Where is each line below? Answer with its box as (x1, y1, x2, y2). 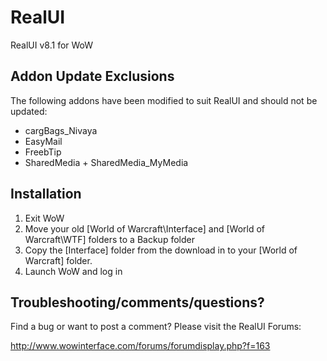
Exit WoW (24, 212, 65, 224)
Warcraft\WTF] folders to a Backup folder (24, 233, 195, 245)
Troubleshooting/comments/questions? (10, 294, 265, 311)
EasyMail (24, 135, 63, 147)
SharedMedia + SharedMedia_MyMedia (24, 156, 189, 168)
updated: (10, 105, 48, 117)
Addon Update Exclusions (10, 68, 175, 85)
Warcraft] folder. (24, 254, 93, 266)
